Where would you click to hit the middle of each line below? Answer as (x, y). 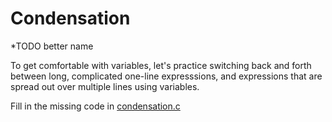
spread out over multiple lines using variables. (105, 86)
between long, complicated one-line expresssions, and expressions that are (166, 76)
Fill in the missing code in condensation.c (95, 106)
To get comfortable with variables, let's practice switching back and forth (161, 65)
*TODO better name (52, 46)
